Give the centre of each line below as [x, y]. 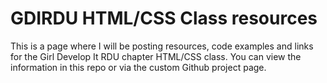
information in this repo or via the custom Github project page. [138, 67]
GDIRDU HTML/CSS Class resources [164, 18]
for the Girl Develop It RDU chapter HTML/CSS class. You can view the [156, 56]
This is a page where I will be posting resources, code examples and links [162, 46]
